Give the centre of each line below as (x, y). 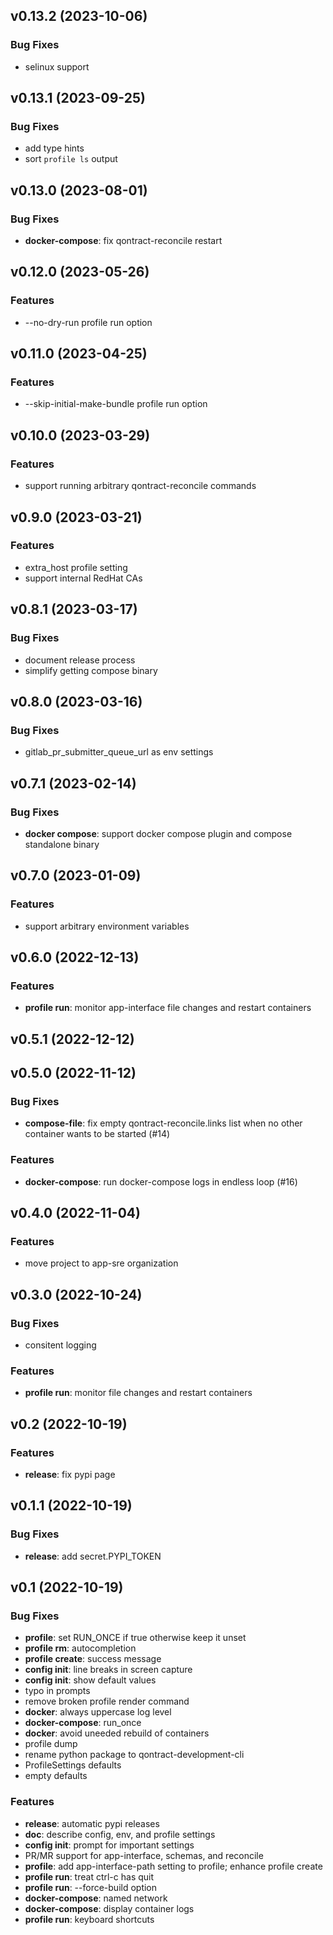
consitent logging (60, 1345)
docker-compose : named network (96, 1898)
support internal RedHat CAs (83, 578)
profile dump (51, 1744)
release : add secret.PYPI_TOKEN (93, 1556)
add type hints (54, 148)
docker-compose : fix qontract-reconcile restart (123, 241)
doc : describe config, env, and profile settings (120, 1834)
